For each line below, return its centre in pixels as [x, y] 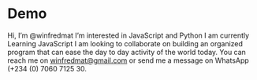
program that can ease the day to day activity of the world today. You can [127, 52]
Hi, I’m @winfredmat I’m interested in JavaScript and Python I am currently [128, 35]
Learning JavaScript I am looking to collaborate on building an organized [125, 43]
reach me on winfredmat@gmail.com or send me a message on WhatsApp [128, 60]
